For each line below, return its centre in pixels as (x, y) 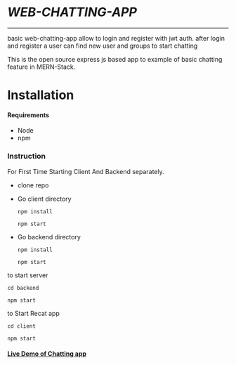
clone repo (33, 185)
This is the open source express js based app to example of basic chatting (115, 59)
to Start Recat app (33, 313)
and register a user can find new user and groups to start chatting (103, 46)
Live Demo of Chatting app (47, 354)
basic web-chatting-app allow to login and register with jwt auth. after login (116, 38)
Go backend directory (49, 237)
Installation (41, 95)
